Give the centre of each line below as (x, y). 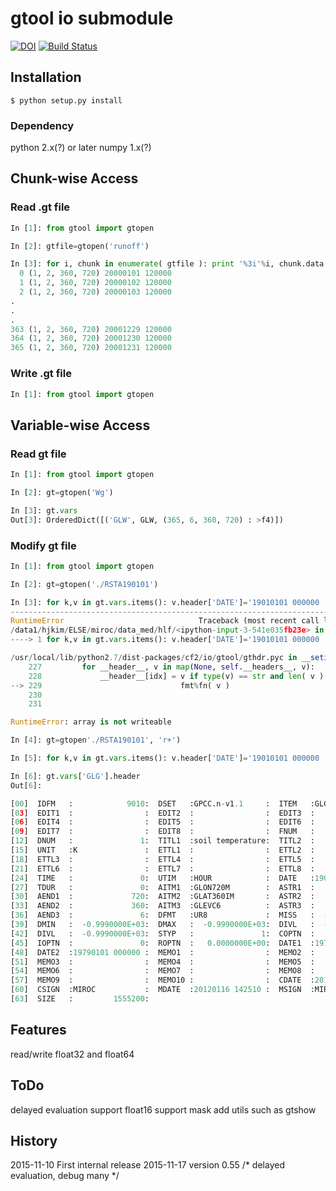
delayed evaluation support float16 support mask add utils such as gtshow (163, 1109)
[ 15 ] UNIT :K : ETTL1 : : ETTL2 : (162, 850)
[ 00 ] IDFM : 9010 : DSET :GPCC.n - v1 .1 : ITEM (154, 803)
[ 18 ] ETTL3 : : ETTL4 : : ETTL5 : (162, 859)
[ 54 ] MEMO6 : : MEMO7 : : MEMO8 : (162, 971)
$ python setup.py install (66, 100)
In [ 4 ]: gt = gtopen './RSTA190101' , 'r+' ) (96, 740)
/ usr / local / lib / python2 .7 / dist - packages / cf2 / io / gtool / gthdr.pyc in (154, 658)
